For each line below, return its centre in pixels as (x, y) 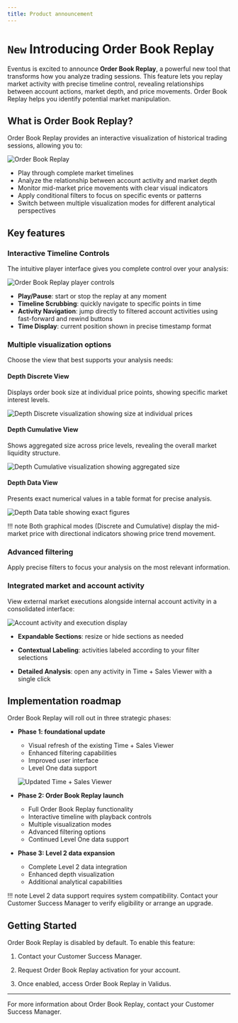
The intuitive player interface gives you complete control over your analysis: (118, 269)
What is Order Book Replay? (70, 121)
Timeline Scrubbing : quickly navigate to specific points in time (109, 304)
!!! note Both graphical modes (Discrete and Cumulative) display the (106, 526)
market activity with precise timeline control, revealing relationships (106, 84)
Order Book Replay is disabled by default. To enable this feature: (101, 943)
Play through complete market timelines (75, 173)
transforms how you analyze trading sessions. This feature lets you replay (115, 76)
